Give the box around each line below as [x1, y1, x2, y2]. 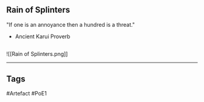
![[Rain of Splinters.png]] [6, 50, 68, 58]
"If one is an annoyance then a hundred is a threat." [6, 21, 135, 28]
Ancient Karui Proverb [15, 33, 71, 40]
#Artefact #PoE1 [6, 90, 47, 97]
